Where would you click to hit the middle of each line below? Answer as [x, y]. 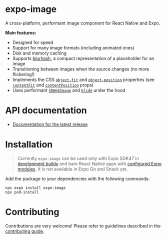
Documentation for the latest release [50, 124]
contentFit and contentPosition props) [53, 85]
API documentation [46, 110]
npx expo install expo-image [35, 188]
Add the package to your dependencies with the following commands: [77, 178]
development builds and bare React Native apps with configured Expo [89, 163]
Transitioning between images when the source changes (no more [81, 69]
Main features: [21, 32]
